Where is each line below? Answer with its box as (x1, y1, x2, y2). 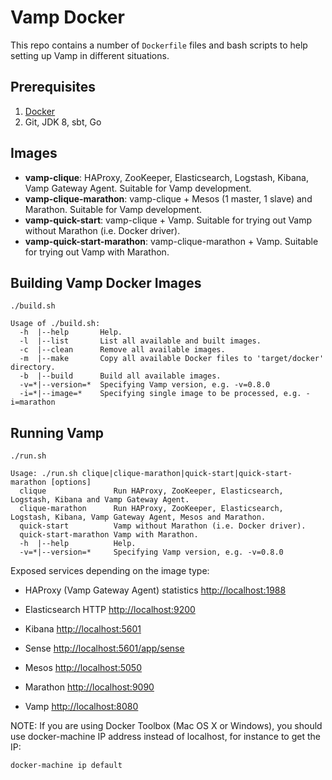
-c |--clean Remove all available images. (19, 345, 226, 355)
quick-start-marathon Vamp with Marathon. (19, 530, 199, 540)
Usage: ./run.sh (10, 469, 78, 479)
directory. (10, 362, 56, 373)
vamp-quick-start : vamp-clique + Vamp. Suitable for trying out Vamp (24, 214, 313, 226)
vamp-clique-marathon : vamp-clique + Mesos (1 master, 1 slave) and (24, 192, 313, 205)
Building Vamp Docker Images (10, 274, 202, 291)
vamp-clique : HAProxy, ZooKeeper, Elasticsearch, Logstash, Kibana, (24, 171, 309, 183)
